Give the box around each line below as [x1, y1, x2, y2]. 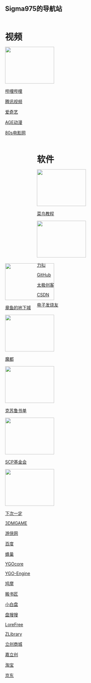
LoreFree [5, 621, 23, 627]
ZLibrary [5, 631, 23, 637]
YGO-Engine [5, 570, 30, 576]
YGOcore [5, 561, 23, 567]
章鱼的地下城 [5, 304, 31, 310]
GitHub [37, 272, 51, 278]
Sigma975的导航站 [5, 4, 63, 13]
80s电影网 [5, 130, 26, 136]
